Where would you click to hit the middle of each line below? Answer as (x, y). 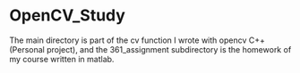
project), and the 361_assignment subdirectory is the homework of (169, 49)
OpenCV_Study (67, 16)
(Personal (27, 49)
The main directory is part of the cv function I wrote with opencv (128, 40)
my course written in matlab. (62, 59)
